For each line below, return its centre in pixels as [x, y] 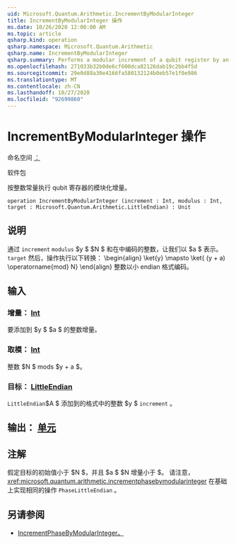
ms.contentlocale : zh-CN [44, 86]
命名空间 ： [24, 157]
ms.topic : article [34, 34]
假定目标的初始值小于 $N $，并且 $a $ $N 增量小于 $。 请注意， [101, 473]
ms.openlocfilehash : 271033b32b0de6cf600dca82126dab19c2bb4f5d [102, 66]
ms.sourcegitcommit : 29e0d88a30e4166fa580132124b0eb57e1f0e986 [102, 73]
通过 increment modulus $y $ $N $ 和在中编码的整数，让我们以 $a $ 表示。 [115, 249]
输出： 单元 [32, 428]
